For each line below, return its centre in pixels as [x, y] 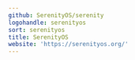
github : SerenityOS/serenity [56, 15]
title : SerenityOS [38, 37]
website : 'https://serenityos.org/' [68, 44]
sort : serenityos [37, 30]
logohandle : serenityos [47, 23]
